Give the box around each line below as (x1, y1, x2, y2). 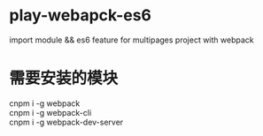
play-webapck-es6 (9, 5, 152, 26)
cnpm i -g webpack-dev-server (9, 117, 124, 127)
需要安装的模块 (9, 68, 119, 88)
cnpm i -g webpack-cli (9, 107, 92, 117)
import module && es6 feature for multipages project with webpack (9, 34, 254, 45)
